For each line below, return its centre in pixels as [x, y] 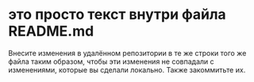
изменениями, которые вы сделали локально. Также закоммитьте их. [127, 69]
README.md [51, 31]
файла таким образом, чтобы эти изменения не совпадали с [111, 61]
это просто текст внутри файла [117, 15]
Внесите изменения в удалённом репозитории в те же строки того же [127, 53]
